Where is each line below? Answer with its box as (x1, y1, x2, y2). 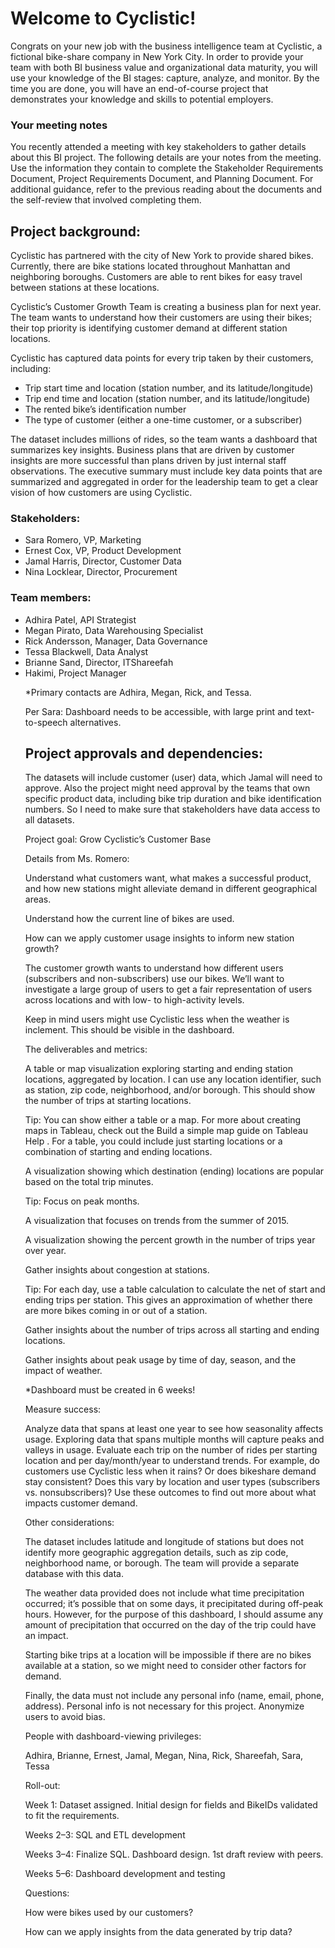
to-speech (24, 716, 68, 728)
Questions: (24, 1887, 70, 1899)
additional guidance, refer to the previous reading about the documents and (10, 183, 323, 196)
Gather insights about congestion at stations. (24, 1264, 210, 1276)
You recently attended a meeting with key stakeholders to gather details (10, 141, 307, 153)
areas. (24, 893, 52, 906)
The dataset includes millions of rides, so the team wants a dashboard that (10, 433, 318, 446)
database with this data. (24, 1568, 124, 1580)
